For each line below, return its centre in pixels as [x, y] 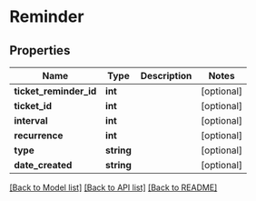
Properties [40, 50]
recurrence [39, 136]
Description [166, 76]
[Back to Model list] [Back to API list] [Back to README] [113, 187]
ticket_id [33, 106]
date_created [43, 165]
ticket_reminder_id [55, 91]
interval [31, 121]
